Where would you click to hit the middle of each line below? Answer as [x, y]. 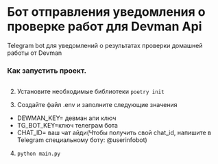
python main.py [39, 154]
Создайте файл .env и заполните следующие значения [97, 105]
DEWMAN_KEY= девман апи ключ [66, 118]
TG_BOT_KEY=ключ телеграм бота [68, 126]
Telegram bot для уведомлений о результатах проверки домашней [105, 45]
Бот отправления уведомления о [106, 12]
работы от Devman [35, 53]
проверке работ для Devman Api [105, 26]
